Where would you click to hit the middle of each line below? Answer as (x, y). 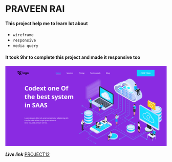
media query (25, 46)
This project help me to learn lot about (47, 23)
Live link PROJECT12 (28, 154)
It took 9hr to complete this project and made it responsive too (73, 57)
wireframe (23, 35)
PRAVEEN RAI (35, 9)
